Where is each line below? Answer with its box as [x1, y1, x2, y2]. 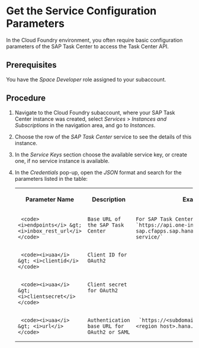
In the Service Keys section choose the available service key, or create [14, 151, 188, 158]
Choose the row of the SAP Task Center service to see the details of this [14, 133, 192, 140]
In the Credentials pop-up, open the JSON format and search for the [14, 168, 182, 176]
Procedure [6, 93, 46, 104]
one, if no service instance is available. [14, 157, 110, 164]
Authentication [87, 316, 130, 324]
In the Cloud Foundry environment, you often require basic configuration [6, 36, 183, 43]
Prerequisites [6, 60, 57, 70]
